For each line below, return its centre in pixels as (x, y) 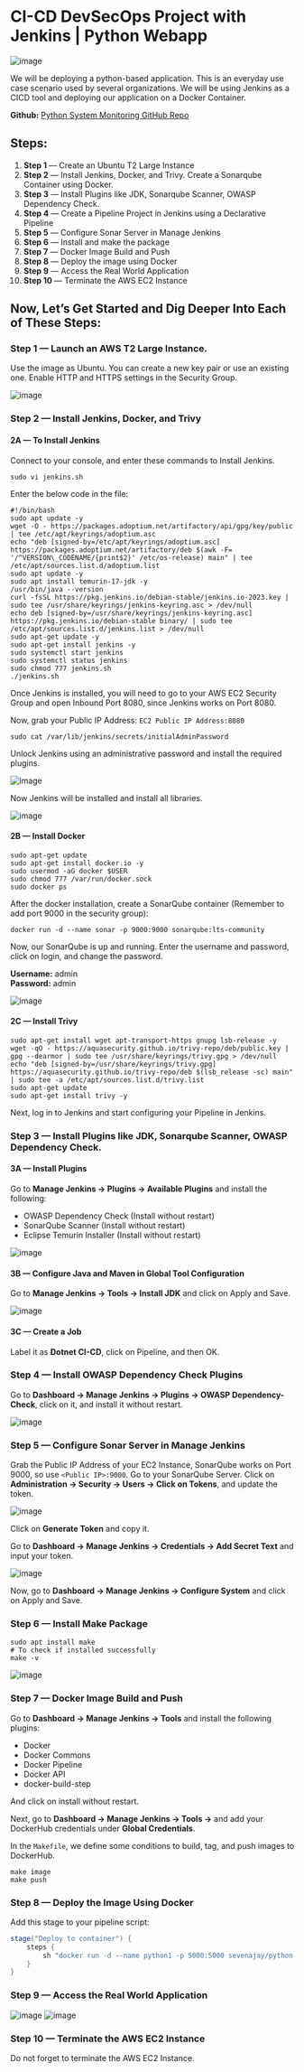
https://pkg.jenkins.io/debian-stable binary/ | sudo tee (121, 621)
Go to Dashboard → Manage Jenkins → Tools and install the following (141, 1718)
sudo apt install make (53, 1643)
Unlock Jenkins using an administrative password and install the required (146, 753)
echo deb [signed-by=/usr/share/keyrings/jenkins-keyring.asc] (132, 613)
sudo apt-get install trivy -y (69, 1096)
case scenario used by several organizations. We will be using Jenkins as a (150, 88)
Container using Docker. (68, 184)
